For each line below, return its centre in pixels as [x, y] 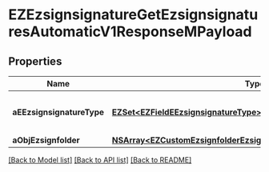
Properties [35, 61]
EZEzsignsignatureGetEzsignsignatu [133, 15]
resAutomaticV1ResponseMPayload [130, 32]
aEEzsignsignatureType [58, 112]
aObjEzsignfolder [46, 140]
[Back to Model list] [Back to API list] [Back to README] [100, 160]
